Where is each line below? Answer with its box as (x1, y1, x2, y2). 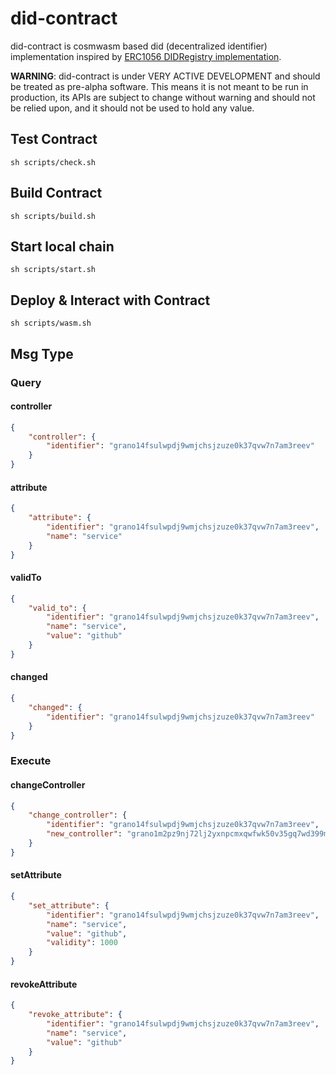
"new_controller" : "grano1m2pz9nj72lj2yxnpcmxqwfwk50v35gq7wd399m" (46, 829, 333, 839)
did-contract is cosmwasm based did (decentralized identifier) (10, 40, 268, 52)
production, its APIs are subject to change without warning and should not (10, 91, 316, 103)
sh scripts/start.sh (10, 265, 97, 275)
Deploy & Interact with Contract (10, 292, 211, 309)
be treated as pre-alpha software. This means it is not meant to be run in (10, 80, 309, 92)
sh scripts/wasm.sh (10, 318, 92, 329)
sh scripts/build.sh (10, 211, 97, 221)
